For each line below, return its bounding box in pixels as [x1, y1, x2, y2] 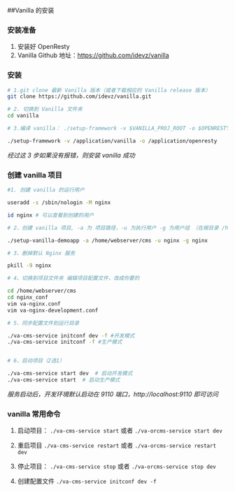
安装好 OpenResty [17, 43, 70, 51]
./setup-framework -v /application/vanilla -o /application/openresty [7, 137, 218, 145]
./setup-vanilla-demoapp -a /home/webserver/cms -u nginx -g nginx [7, 237, 208, 244]
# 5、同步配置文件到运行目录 [7, 319, 80, 326]
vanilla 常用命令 [7, 409, 61, 419]
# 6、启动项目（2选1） [7, 357, 65, 365]
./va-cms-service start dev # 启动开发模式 [7, 370, 133, 377]
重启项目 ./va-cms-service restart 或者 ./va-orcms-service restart [17, 441, 217, 449]
